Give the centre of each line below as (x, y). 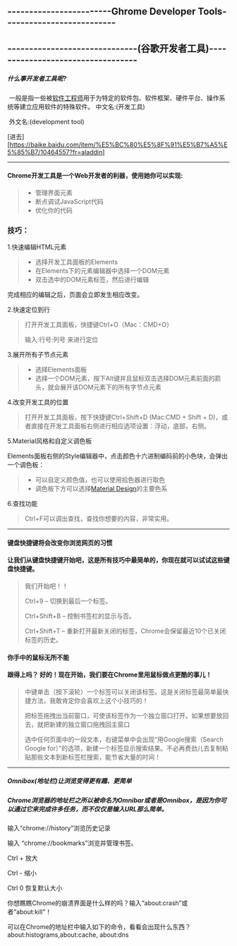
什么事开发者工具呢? (37, 79)
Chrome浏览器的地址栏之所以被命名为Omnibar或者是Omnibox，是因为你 (114, 800)
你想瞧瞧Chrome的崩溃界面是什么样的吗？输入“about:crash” (95, 903)
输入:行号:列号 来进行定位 (61, 340)
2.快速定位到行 (29, 310)
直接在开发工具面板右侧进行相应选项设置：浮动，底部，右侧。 (120, 426)
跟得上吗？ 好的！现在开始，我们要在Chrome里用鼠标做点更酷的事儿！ (110, 675)
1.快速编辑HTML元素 (37, 247)
